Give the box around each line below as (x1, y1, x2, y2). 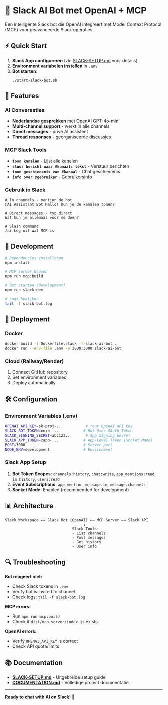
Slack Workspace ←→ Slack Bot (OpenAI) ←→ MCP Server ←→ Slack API (5, 517, 149, 523)
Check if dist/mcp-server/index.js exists (12, 619, 98, 625)
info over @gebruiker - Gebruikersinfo (12, 174, 92, 180)
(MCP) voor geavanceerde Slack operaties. (5, 26, 94, 32)
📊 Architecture (5, 502, 54, 510)
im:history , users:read (12, 476, 60, 482)
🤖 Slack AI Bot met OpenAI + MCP (5, 5, 147, 16)
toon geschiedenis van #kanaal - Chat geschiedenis (12, 168, 121, 174)
